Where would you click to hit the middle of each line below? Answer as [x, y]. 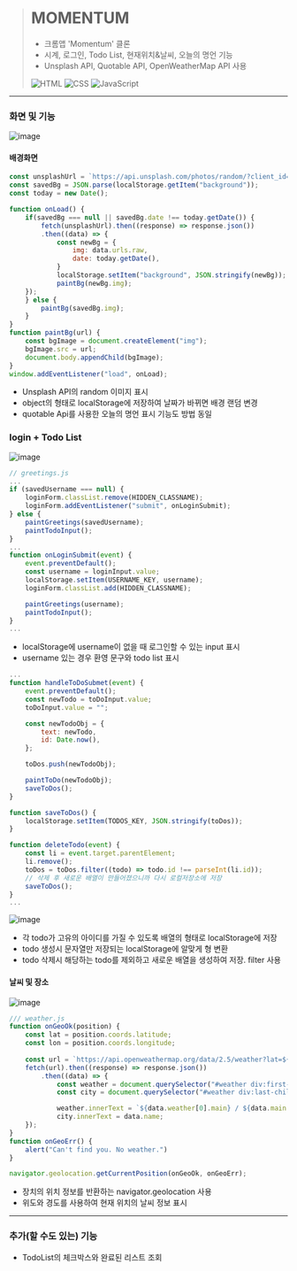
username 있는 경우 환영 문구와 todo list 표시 [100, 658]
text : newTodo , [69, 732]
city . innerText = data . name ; [110, 1117]
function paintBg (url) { [55, 333]
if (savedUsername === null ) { [67, 489]
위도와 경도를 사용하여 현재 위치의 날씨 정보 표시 [104, 1203]
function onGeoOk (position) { [65, 1027]
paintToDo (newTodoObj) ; [69, 781]
